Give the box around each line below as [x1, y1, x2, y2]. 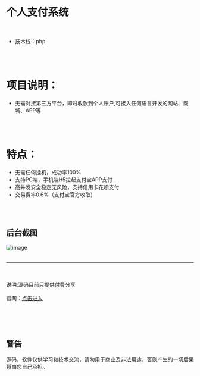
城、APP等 [14, 106, 42, 114]
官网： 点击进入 [6, 294, 43, 302]
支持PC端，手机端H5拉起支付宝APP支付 [14, 176, 113, 183]
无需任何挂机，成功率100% [14, 168, 82, 176]
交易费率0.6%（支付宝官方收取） [14, 191, 96, 198]
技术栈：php [14, 37, 46, 45]
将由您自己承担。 [6, 364, 48, 371]
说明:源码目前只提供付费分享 [6, 281, 76, 288]
